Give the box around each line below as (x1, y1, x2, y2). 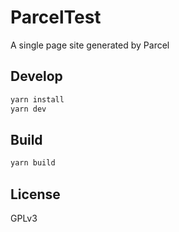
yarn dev (10, 104, 47, 114)
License (10, 186, 61, 203)
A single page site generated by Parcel (10, 39, 170, 51)
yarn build (10, 158, 56, 168)
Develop (10, 68, 63, 85)
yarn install (10, 94, 65, 105)
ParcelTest (10, 6, 102, 29)
